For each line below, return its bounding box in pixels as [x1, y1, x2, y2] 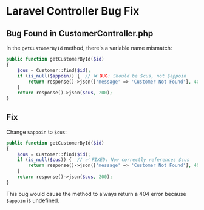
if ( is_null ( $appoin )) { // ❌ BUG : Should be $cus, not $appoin [17, 73, 187, 79]
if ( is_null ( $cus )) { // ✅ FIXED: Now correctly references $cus [17, 157, 190, 163]
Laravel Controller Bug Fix [6, 4, 140, 18]
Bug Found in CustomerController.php [6, 28, 154, 39]
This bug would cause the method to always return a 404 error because [6, 190, 186, 197]
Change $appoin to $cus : [6, 128, 67, 136]
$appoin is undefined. [6, 197, 59, 204]
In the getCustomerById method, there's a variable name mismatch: [6, 44, 172, 51]
